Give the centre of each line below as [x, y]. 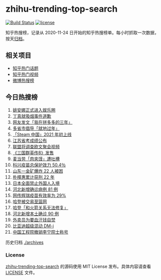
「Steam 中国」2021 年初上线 [42, 134]
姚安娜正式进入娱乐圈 [34, 110]
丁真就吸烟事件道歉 [32, 116]
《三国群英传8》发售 [33, 153]
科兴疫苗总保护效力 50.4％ [39, 165]
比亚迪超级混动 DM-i [33, 226]
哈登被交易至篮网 [30, 201]
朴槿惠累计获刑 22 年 [34, 177]
